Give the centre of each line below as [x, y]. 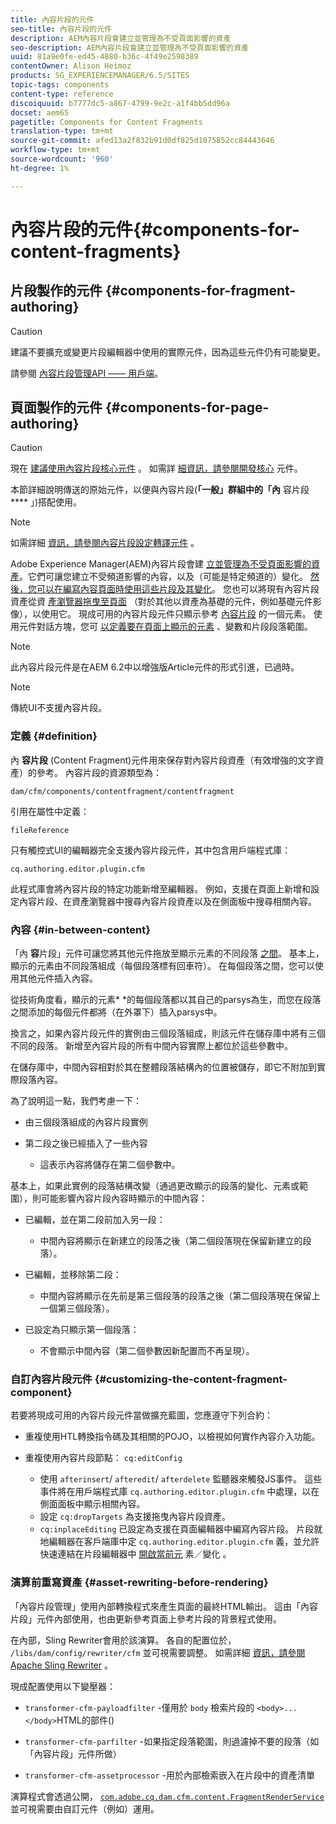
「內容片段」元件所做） [73, 1753]
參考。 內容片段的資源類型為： [99, 772]
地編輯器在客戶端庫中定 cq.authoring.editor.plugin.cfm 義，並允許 [179, 1542]
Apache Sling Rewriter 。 [61, 1665]
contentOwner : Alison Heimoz [71, 66]
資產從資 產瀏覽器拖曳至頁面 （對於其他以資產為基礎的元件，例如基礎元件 [161, 602]
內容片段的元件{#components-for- [155, 229]
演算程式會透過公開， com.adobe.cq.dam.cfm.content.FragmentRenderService [167, 1796]
